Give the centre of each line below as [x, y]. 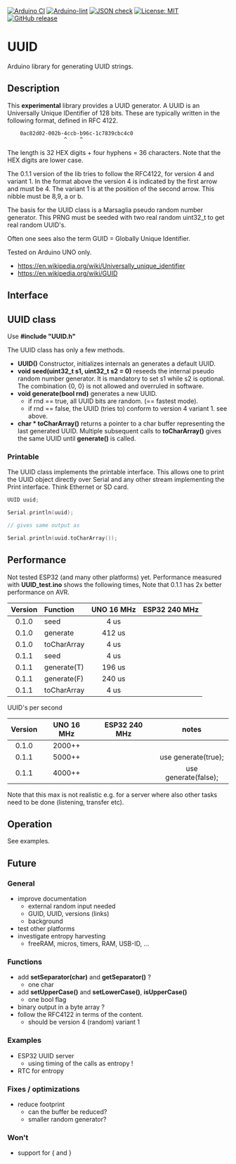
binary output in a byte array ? [61, 1007]
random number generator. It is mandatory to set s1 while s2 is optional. [121, 378]
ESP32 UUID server [46, 1055]
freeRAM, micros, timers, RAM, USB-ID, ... [88, 943]
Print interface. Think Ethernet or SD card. [68, 487]
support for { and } [44, 1153]
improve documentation [52, 899]
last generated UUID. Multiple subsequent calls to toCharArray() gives [119, 431]
